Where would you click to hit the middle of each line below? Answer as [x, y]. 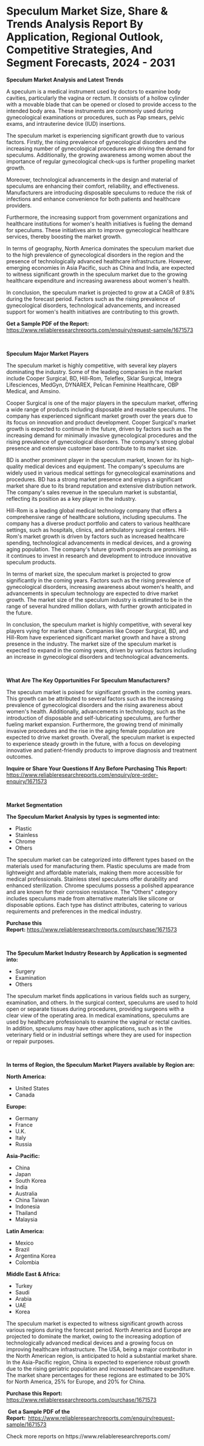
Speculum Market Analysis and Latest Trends [65, 80]
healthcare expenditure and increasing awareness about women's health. [98, 280]
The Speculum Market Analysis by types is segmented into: [83, 816]
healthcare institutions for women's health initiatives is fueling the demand [99, 224]
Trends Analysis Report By [75, 24]
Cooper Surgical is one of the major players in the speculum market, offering [102, 403]
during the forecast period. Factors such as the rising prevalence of [91, 298]
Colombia [27, 1262]
